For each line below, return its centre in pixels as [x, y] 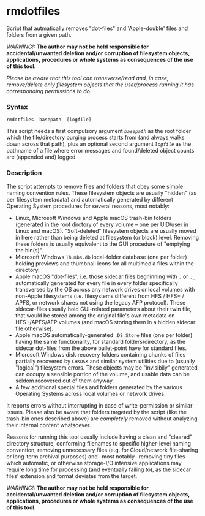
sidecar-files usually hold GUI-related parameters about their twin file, [103, 309]
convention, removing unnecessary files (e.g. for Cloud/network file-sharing [102, 450]
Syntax [17, 107]
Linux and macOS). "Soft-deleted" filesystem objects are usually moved [106, 230]
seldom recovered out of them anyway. [65, 381]
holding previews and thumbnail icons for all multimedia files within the [104, 263]
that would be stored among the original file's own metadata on [95, 315]
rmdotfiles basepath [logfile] [49, 120]
